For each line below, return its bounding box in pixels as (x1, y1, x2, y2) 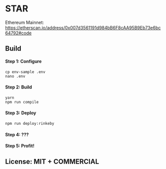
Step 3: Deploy (5, 110, 36, 116)
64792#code (5, 30, 32, 36)
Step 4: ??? (5, 131, 29, 137)
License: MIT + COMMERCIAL (5, 157, 99, 166)
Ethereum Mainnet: (5, 19, 44, 25)
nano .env (5, 74, 26, 79)
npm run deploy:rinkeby (5, 121, 55, 126)
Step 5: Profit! (5, 143, 35, 149)
